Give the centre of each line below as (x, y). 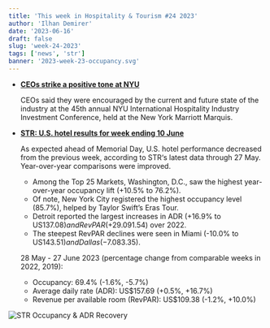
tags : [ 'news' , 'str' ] (47, 54)
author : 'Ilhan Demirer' (50, 24)
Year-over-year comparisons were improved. (96, 166)
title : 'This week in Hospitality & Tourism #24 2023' (103, 16)
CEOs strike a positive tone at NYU (80, 84)
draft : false (30, 39)
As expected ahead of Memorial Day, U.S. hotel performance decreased (141, 149)
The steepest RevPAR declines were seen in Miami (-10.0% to (135, 233)
